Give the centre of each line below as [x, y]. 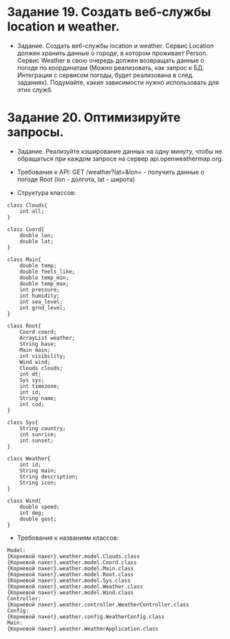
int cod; [32, 404]
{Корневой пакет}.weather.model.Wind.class [71, 592]
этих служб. [35, 90]
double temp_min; [44, 277]
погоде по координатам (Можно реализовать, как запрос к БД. [111, 68]
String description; [49, 476]
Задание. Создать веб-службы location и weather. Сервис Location [115, 45]
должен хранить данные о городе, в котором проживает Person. [112, 53]
